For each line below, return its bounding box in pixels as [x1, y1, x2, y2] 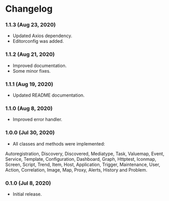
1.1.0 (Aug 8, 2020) [5, 105, 53, 112]
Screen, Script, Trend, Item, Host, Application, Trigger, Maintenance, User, [5, 161, 160, 167]
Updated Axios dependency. [12, 33, 73, 39]
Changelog [5, 3, 53, 15]
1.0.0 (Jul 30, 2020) [5, 129, 55, 136]
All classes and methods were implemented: [12, 140, 106, 147]
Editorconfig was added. [12, 38, 64, 44]
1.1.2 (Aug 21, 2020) [5, 51, 55, 58]
